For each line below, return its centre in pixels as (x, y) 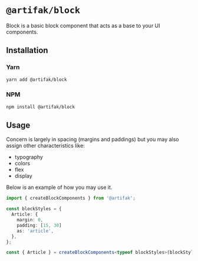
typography (29, 157)
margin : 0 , (30, 220)
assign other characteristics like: (46, 146)
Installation (27, 50)
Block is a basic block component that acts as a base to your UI (83, 25)
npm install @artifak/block (41, 107)
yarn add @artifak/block (37, 79)
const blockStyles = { (34, 209)
